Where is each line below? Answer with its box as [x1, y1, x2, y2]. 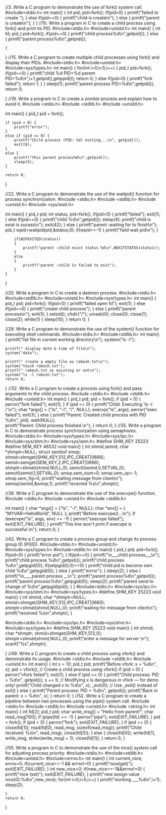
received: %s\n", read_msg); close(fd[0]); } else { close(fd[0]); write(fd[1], [5, 730, 156, 736]
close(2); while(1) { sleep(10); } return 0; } [5, 316, 90, 322]
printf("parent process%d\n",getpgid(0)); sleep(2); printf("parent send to [5, 579, 154, 584]
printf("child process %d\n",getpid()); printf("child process [5, 557, 125, 563]
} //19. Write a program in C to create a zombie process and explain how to [5, 96, 157, 102]
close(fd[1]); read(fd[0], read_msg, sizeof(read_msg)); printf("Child [5, 724, 142, 730]
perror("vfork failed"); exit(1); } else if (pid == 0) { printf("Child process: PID [5, 672, 160, 678]
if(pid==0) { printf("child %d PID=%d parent [5, 70, 95, 76]
